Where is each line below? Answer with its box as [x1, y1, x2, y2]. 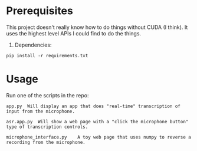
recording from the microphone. [6, 139, 86, 145]
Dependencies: [14, 41, 52, 48]
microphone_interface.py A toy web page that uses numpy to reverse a [6, 134, 192, 140]
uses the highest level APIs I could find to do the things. [6, 29, 142, 37]
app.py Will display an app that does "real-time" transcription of [6, 103, 181, 109]
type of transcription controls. [6, 124, 88, 130]
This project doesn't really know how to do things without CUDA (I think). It [6, 24, 188, 31]
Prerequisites [6, 4, 74, 18]
